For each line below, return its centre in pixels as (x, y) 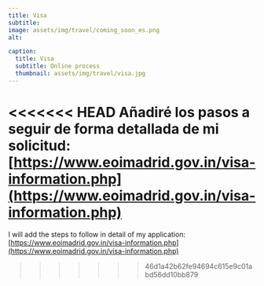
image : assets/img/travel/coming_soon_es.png (84, 30)
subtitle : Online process (58, 66)
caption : (22, 52)
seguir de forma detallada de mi (114, 128)
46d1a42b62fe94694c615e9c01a (199, 266)
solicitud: (39, 145)
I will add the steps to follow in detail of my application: (97, 234)
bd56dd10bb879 (172, 274)
